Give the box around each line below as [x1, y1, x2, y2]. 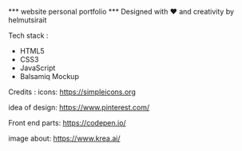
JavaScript [19, 63, 56, 73]
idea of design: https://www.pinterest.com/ [8, 103, 150, 112]
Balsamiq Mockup [19, 72, 80, 81]
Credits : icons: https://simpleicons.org [8, 87, 136, 97]
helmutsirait [8, 15, 47, 25]
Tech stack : [8, 31, 49, 40]
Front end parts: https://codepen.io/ [8, 118, 126, 127]
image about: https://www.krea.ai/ [8, 133, 121, 143]
